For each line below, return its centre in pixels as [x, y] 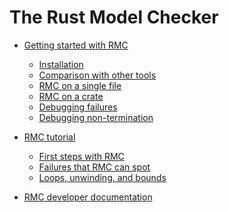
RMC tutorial [49, 137]
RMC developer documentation [88, 197]
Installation [61, 64]
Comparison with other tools [97, 75]
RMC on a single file [80, 85]
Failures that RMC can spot [94, 167]
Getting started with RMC [76, 45]
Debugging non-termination [96, 117]
